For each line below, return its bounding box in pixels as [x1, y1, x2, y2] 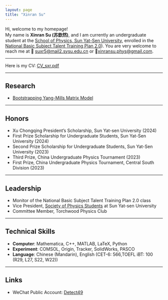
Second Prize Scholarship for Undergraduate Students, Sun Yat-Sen [12, 143, 153, 149]
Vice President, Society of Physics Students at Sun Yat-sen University [12, 203, 156, 209]
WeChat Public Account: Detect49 [12, 289, 83, 295]
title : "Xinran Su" [5, 12, 46, 17]
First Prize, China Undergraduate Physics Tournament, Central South [12, 160, 154, 166]
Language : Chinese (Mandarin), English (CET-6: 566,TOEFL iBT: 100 [12, 251, 153, 257]
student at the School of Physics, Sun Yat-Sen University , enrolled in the [5, 37, 154, 43]
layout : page [5, 7, 32, 13]
